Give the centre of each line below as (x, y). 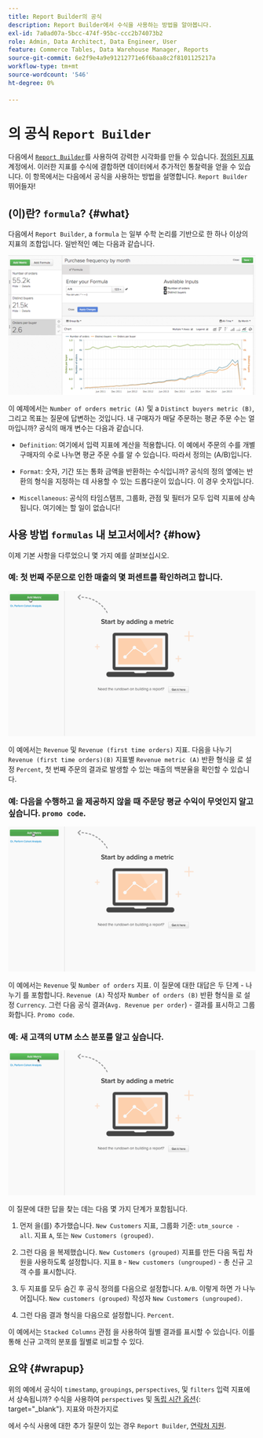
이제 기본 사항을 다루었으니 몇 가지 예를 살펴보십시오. (89, 555)
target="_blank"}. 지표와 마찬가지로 (64, 1409)
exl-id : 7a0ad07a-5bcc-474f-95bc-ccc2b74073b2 (86, 33)
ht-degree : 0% (31, 83)
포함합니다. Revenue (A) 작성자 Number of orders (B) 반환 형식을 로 (137, 994)
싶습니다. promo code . (47, 813)
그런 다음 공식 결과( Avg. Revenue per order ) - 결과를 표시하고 (144, 1005)
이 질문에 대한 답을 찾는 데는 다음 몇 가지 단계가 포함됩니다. (98, 1208)
